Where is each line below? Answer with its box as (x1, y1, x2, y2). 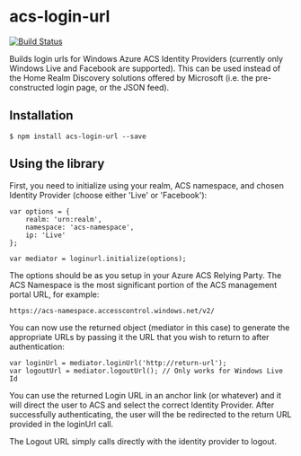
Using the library (9, 156, 105, 171)
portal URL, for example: (9, 289, 100, 300)
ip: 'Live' (25, 231, 66, 240)
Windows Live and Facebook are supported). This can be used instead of (9, 63, 281, 74)
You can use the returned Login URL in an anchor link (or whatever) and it (9, 390, 281, 400)
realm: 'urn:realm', (25, 215, 102, 224)
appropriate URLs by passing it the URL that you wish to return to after (9, 331, 270, 342)
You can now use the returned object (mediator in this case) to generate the (9, 321, 290, 333)
